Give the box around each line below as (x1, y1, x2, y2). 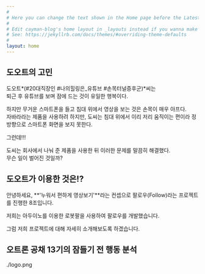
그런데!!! (6, 133, 26, 141)
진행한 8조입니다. (12, 199, 54, 206)
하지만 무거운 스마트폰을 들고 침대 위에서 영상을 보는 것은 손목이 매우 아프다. (6, 105, 187, 113)
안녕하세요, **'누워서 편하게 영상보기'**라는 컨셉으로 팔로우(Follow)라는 (6, 191, 178, 199)
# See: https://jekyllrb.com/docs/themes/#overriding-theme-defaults (6, 32, 187, 38)
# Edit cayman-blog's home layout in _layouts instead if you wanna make (6, 26, 198, 32)
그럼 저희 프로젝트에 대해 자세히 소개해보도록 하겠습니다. (6, 224, 140, 232)
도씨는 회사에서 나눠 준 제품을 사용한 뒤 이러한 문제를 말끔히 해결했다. (6, 146, 171, 154)
